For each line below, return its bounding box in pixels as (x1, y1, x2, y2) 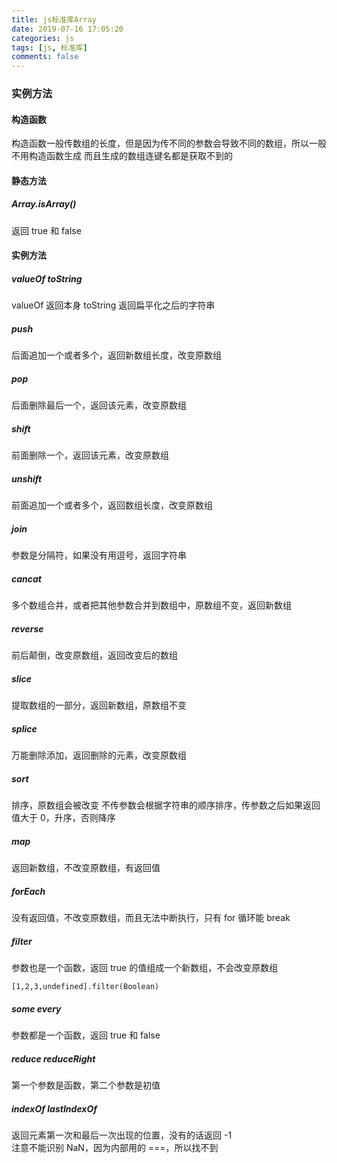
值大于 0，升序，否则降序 (11, 812, 116, 824)
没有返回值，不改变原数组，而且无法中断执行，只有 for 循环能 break (11, 912, 291, 923)
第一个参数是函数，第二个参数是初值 (11, 1079, 161, 1091)
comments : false (11, 52, 79, 62)
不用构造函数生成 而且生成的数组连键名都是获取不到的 (11, 150, 233, 162)
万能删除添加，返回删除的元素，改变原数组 (11, 749, 187, 761)
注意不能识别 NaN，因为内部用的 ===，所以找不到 (11, 1141, 219, 1153)
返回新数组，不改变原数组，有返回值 (11, 862, 161, 874)
